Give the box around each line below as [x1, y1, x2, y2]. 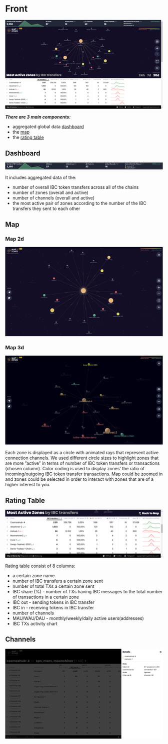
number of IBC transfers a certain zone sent [12, 578, 103, 584]
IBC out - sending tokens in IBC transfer [12, 599, 95, 605]
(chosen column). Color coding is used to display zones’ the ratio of [5, 466, 145, 472]
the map [12, 129, 30, 135]
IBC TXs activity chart [12, 620, 57, 626]
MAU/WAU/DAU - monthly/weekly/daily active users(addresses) [12, 615, 144, 621]
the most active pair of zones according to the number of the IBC [12, 200, 146, 206]
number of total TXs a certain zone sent [12, 583, 94, 589]
